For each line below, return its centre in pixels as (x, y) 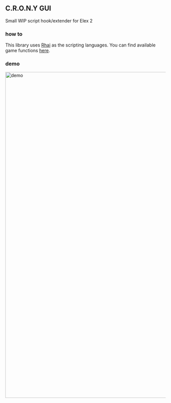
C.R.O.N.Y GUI (28, 8)
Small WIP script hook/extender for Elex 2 (49, 20)
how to (14, 34)
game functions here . (28, 51)
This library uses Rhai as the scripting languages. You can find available (81, 45)
